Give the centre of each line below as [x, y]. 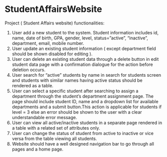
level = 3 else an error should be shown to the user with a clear [77, 112]
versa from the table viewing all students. [54, 139]
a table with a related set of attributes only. [56, 128]
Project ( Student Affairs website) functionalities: [54, 23]
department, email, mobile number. [48, 43]
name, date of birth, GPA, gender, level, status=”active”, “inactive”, [80, 38]
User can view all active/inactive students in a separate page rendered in [87, 123]
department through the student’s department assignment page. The [82, 96]
